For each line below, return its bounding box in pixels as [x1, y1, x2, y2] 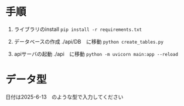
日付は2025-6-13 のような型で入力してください [5, 93, 124, 100]
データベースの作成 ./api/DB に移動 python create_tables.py [13, 38, 163, 45]
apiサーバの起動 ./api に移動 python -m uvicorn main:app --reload [13, 50, 178, 57]
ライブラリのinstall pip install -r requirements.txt [13, 26, 142, 33]
